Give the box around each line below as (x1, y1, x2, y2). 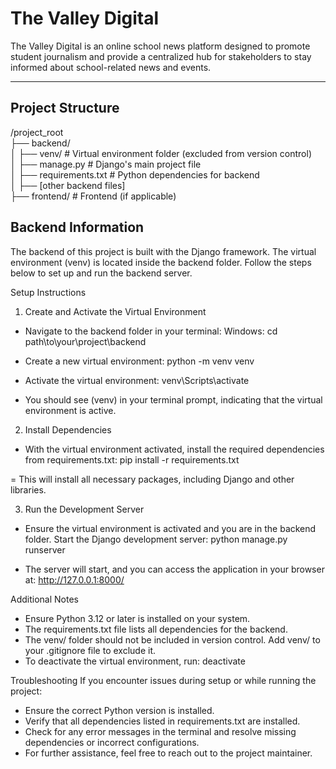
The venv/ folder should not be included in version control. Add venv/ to (24, 633, 321, 646)
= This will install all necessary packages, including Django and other (10, 473, 295, 485)
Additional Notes (10, 593, 79, 605)
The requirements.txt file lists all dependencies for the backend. (24, 623, 288, 635)
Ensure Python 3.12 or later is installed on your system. (24, 612, 251, 624)
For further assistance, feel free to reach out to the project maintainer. (24, 747, 313, 759)
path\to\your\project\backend (24, 335, 147, 347)
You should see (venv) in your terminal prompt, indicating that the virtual (24, 393, 323, 406)
